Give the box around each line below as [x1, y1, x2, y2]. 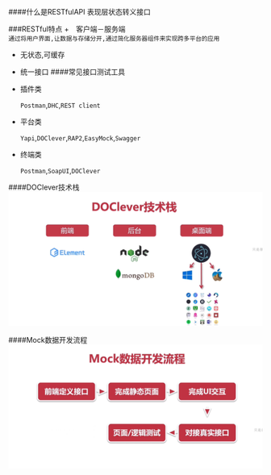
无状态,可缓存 [19, 50, 65, 59]
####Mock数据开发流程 [8, 335, 88, 344]
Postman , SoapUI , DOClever [19, 166, 101, 175]
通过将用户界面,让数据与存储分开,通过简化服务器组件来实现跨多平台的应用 [8, 35, 220, 43]
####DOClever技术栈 [8, 182, 80, 192]
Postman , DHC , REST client [19, 100, 101, 110]
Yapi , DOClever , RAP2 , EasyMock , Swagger [19, 133, 141, 143]
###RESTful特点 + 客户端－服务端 [8, 24, 127, 34]
